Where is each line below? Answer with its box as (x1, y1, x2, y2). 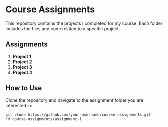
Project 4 (12, 69, 33, 75)
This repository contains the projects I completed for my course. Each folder (5, 20, 163, 26)
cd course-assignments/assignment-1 (5, 117, 82, 122)
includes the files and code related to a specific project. (5, 25, 120, 31)
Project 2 (12, 59, 32, 65)
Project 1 (12, 53, 31, 59)
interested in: (5, 102, 33, 108)
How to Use (5, 84, 42, 92)
